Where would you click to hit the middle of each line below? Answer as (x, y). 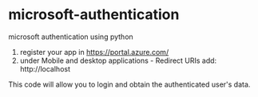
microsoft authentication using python (71, 37)
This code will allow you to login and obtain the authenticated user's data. (129, 84)
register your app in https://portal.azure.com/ (94, 52)
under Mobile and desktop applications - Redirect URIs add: (118, 60)
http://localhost (45, 68)
